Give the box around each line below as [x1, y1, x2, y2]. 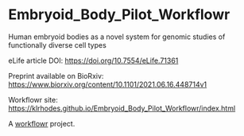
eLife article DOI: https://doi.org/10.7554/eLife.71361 [8, 56, 179, 65]
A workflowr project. [8, 119, 76, 128]
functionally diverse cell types [8, 40, 107, 49]
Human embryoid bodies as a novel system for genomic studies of [8, 32, 226, 41]
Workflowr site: [8, 95, 58, 104]
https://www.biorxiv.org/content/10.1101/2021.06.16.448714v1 [8, 80, 207, 89]
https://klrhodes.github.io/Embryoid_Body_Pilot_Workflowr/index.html [8, 103, 236, 113]
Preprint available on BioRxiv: [8, 71, 104, 80]
